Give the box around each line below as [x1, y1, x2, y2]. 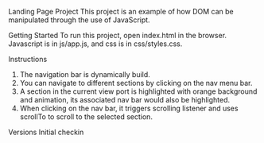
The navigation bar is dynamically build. [19, 70, 151, 79]
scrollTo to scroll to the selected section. [19, 112, 153, 122]
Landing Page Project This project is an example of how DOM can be [8, 7, 234, 16]
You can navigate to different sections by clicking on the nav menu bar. [19, 79, 253, 87]
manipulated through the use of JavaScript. [8, 15, 150, 25]
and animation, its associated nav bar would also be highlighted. [19, 95, 231, 104]
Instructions [8, 55, 48, 64]
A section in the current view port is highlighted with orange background [19, 87, 258, 96]
